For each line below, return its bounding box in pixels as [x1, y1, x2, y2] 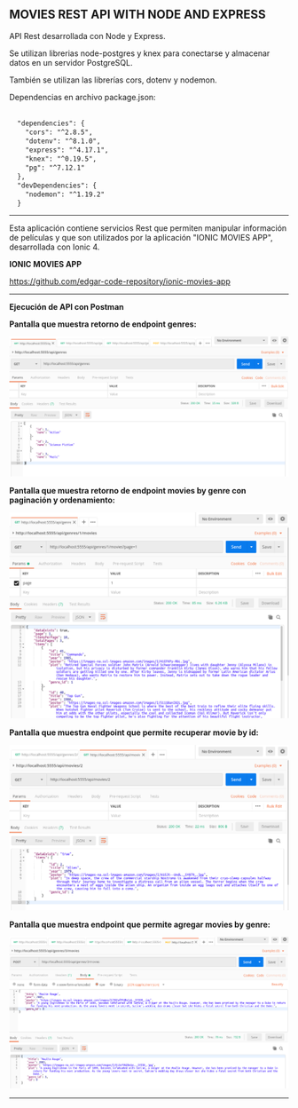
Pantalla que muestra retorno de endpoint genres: [9, 319, 197, 329]
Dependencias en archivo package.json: [9, 91, 157, 102]
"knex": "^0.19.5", [25, 154, 98, 163]
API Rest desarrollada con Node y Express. [9, 30, 166, 41]
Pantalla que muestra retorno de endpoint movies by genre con [9, 485, 247, 495]
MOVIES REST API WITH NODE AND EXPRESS [9, 7, 266, 22]
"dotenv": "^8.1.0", [25, 137, 101, 146]
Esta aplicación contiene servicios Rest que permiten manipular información [9, 222, 287, 233]
